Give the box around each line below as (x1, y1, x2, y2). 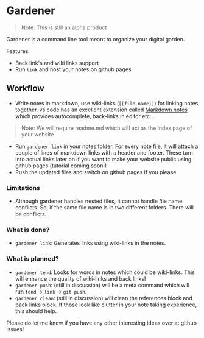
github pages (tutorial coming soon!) (15, 162, 107, 169)
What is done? (6, 225, 50, 234)
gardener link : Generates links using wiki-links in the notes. (15, 239, 166, 247)
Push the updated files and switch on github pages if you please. (15, 168, 178, 175)
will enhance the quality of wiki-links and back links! (15, 275, 146, 282)
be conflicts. (15, 211, 47, 218)
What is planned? (6, 255, 59, 263)
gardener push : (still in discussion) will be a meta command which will (15, 281, 190, 289)
